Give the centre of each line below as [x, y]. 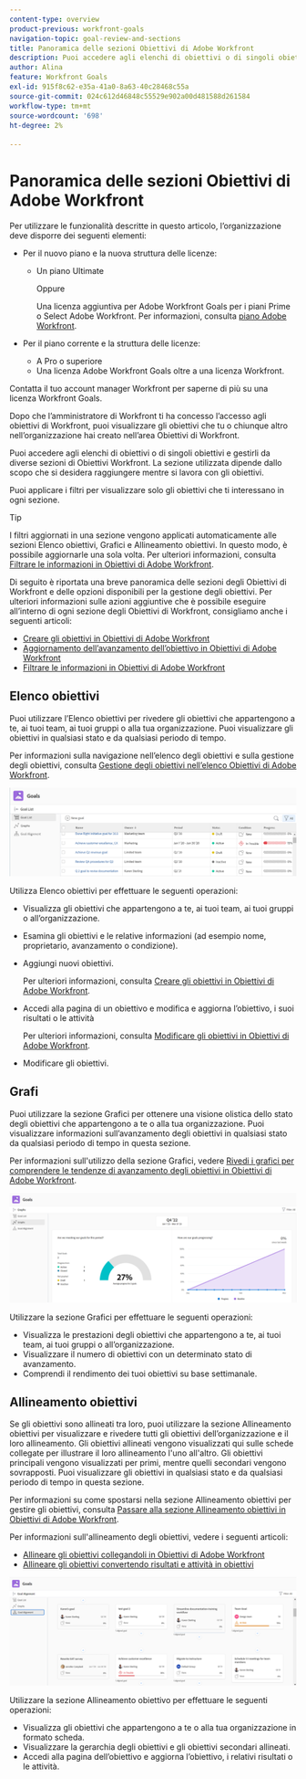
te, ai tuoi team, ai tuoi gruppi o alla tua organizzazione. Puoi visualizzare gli [152, 728]
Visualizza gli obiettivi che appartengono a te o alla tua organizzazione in [159, 1728]
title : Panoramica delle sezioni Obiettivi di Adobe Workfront [132, 48]
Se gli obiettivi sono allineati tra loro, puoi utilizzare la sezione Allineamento [150, 1424]
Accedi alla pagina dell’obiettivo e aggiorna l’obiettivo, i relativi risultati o [158, 1757]
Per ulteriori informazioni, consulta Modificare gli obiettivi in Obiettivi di [156, 1036]
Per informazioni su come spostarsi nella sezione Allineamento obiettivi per [150, 1500]
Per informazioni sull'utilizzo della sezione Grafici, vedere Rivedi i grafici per [152, 1161]
